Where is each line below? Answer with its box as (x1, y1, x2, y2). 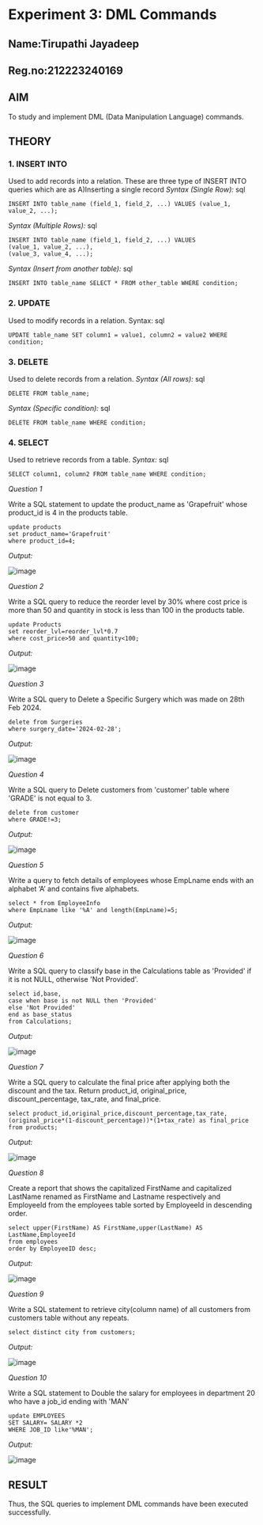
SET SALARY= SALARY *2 (8, 1419, 83, 1427)
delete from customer (8, 809, 80, 817)
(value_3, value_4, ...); (8, 250, 93, 258)
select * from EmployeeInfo (8, 899, 101, 907)
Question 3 (8, 679, 44, 689)
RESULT (8, 1478, 48, 1492)
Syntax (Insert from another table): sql (8, 264, 133, 274)
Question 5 (8, 861, 44, 870)
